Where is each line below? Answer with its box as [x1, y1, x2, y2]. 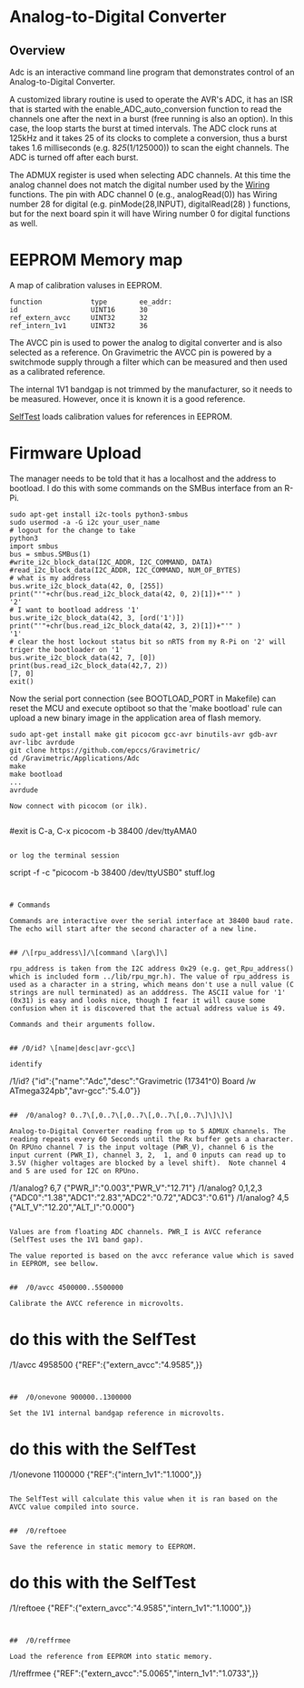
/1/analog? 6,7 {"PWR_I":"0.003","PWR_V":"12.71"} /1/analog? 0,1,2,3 [9, 1182, 263, 1193]
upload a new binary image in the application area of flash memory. [9, 712, 261, 723]
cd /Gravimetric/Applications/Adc [9, 753, 141, 763]
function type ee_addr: [9, 297, 172, 306]
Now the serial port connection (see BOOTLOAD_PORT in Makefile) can [9, 693, 277, 704]
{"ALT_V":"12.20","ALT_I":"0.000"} [9, 1201, 135, 1212]
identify [9, 1060, 43, 1069]
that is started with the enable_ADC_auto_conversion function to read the [9, 104, 282, 115]
